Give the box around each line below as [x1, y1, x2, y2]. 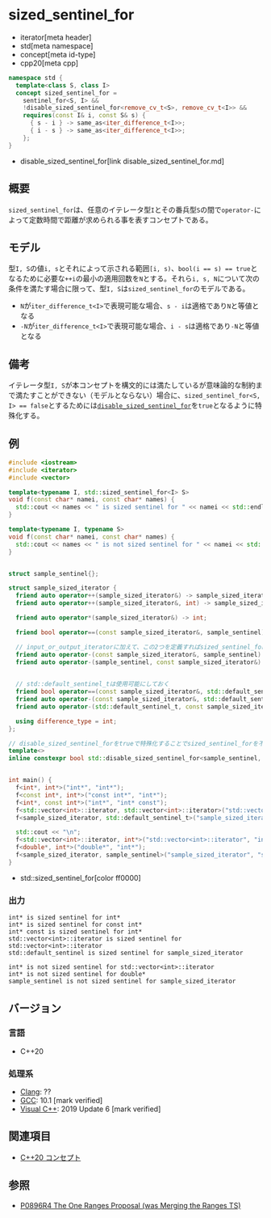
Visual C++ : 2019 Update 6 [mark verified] [19, 1104, 161, 1114]
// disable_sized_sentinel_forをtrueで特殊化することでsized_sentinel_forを [8, 739, 259, 747]
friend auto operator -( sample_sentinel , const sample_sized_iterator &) [15, 658, 262, 666]
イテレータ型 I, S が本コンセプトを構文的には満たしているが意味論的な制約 [8, 380, 256, 390]
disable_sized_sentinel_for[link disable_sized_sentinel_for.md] [19, 156, 224, 166]
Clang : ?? [19, 1087, 52, 1097]
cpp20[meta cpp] [19, 58, 79, 68]
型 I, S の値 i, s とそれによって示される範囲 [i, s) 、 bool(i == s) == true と [8, 264, 258, 273]
